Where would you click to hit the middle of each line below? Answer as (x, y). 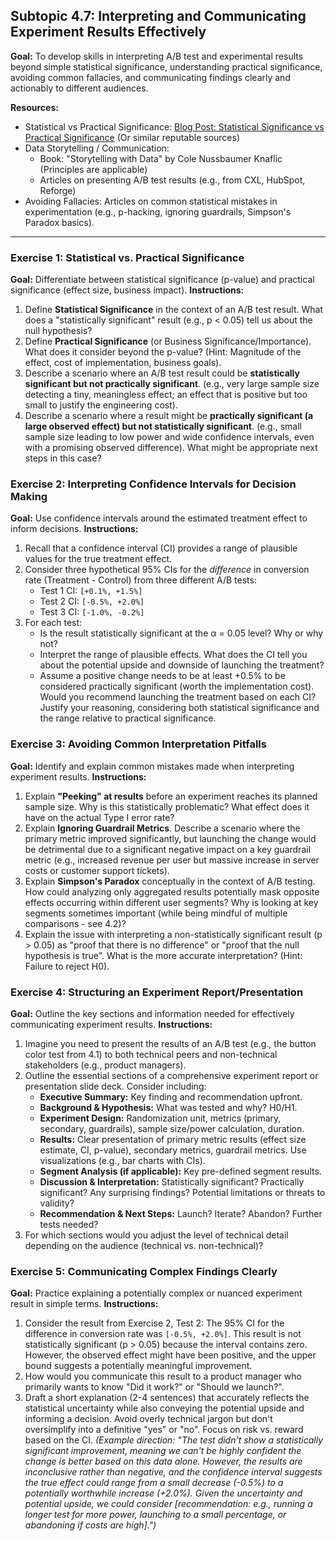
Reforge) (58, 190)
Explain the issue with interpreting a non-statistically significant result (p (173, 934)
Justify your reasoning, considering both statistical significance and (179, 708)
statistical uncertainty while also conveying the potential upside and (164, 1408)
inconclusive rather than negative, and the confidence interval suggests (173, 1472)
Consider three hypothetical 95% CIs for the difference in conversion (167, 570)
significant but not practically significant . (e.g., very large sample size (172, 384)
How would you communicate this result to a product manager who (163, 1376)
